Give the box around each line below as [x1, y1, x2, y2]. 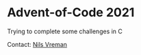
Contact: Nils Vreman [7, 40, 67, 48]
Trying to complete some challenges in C [7, 27, 123, 35]
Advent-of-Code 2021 [7, 5, 135, 20]
